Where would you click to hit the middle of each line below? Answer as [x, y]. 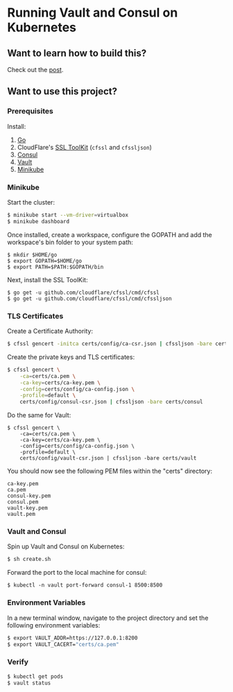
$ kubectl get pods [35, 676]
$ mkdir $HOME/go [32, 254]
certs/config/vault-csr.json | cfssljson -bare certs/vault [108, 458]
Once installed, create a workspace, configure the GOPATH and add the [110, 234]
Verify [18, 662]
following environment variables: [54, 625]
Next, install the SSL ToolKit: [48, 279]
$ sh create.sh [29, 560]
